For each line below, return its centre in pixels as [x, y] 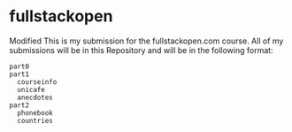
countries [35, 120]
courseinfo [37, 82]
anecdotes [35, 97]
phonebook [35, 113]
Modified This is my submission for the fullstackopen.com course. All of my [146, 41]
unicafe [31, 89]
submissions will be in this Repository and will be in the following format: [141, 50]
